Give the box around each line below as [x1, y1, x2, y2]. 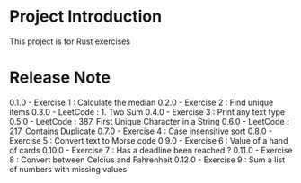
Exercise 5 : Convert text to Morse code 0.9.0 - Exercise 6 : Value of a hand [9, 135, 288, 145]
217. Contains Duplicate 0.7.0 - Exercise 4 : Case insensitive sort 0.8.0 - [9, 126, 272, 136]
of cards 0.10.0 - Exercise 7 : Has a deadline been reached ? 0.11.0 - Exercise [9, 144, 293, 155]
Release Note [9, 67, 111, 88]
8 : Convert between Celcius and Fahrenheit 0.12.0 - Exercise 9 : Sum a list [9, 154, 286, 165]
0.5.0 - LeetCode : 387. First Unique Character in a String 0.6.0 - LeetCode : [9, 116, 289, 126]
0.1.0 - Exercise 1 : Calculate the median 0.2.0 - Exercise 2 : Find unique [9, 97, 274, 108]
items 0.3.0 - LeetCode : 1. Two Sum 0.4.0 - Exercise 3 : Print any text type [9, 106, 286, 118]
